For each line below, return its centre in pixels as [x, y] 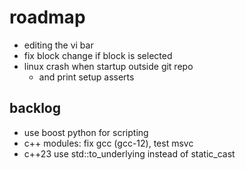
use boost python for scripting [86, 132]
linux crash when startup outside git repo [108, 66]
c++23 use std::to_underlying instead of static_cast [129, 153]
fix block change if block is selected [98, 55]
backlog [35, 108]
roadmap [47, 17]
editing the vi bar [58, 45]
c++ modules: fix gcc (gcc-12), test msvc [108, 143]
